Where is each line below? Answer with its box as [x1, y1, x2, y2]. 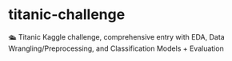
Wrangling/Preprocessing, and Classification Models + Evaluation [8, 44, 224, 53]
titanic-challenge [8, 6, 126, 24]
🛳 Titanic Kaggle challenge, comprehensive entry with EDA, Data [8, 32, 226, 41]
